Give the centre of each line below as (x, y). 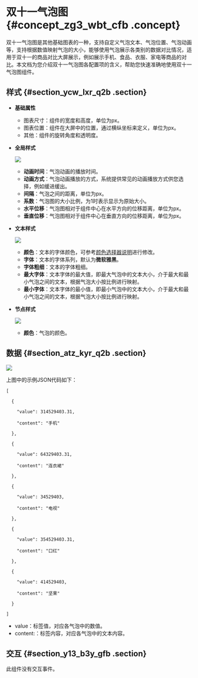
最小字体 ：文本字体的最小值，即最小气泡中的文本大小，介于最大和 (103, 289)
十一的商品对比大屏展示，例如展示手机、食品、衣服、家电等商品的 (101, 57)
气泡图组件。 (22, 72)
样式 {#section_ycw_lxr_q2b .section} (77, 92)
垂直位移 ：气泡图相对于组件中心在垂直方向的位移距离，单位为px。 (104, 216)
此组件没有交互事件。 (32, 669)
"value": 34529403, (41, 497)
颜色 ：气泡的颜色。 (47, 333)
